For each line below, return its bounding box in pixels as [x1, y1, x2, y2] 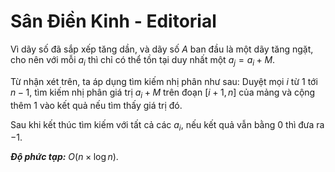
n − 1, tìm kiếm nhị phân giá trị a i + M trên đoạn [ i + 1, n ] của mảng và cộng [10, 86, 316, 100]
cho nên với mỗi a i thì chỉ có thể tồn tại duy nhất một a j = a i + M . [10, 53, 276, 68]
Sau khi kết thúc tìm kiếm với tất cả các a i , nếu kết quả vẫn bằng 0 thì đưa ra [10, 118, 325, 133]
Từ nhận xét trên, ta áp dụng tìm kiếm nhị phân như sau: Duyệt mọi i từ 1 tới [10, 75, 318, 87]
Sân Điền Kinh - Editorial [10, 10, 217, 33]
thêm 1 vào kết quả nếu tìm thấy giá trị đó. [10, 99, 183, 111]
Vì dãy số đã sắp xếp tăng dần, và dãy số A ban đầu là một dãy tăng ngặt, [10, 43, 314, 55]
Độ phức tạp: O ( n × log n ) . [10, 151, 119, 163]
